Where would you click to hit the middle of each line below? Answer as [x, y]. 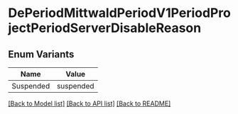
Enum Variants [41, 54]
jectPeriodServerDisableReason [105, 28]
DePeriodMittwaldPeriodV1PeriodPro [120, 13]
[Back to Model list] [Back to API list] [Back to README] [90, 103]
